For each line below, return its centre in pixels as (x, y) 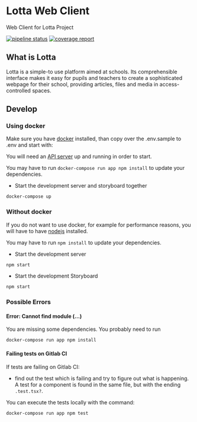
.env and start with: (30, 145)
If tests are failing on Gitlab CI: (43, 367)
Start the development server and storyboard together (81, 186)
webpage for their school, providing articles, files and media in (82, 84)
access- (169, 84)
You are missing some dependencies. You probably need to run (83, 329)
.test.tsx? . (29, 391)
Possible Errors (29, 302)
